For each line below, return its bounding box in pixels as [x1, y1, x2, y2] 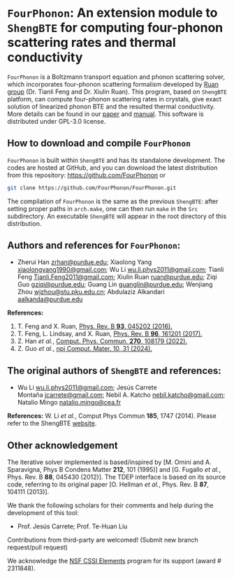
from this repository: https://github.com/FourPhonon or [7, 171, 166, 179]
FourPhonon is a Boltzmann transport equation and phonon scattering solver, [7, 72, 226, 81]
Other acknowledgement [7, 439, 118, 451]
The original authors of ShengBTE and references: [7, 365, 221, 377]
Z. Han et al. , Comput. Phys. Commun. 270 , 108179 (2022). [17, 337, 187, 345]
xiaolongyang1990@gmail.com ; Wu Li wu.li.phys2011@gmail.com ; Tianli [17, 266, 224, 274]
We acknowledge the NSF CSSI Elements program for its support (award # [7, 557, 221, 565]
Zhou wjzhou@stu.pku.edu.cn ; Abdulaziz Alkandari [17, 288, 166, 296]
